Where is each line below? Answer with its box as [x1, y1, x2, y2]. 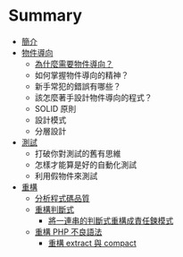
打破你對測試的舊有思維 [34, 148, 121, 158]
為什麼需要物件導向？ [34, 58, 113, 69]
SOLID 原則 [34, 103, 77, 114]
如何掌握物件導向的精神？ [34, 69, 129, 81]
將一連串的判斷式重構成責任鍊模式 [47, 215, 174, 226]
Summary [8, 5, 82, 26]
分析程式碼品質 [34, 193, 90, 203]
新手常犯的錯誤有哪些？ [34, 81, 121, 91]
